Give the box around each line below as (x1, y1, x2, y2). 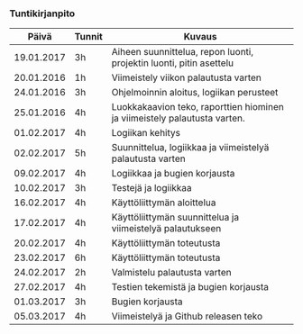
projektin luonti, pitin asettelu (111, 57, 234, 69)
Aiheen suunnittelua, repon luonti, (111, 46, 254, 59)
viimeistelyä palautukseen (111, 222, 222, 235)
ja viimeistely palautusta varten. (111, 112, 245, 124)
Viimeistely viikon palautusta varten (111, 71, 262, 84)
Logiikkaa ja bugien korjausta (111, 167, 235, 180)
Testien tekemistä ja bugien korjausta (111, 281, 269, 293)
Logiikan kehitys (111, 127, 180, 140)
